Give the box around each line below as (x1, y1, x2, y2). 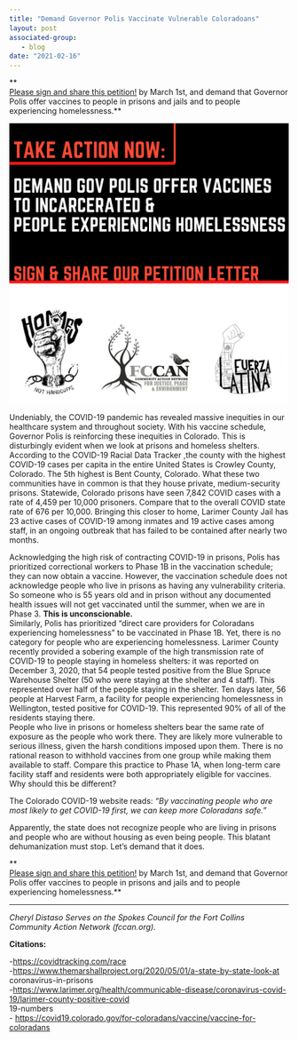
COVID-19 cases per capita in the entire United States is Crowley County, (9, 459, 277, 470)
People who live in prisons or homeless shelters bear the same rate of (9, 722, 264, 733)
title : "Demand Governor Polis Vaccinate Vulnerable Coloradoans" (9, 14, 260, 23)
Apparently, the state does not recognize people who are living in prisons (9, 822, 277, 833)
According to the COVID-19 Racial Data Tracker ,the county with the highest (9, 449, 286, 461)
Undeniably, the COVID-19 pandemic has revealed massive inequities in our (9, 412, 286, 423)
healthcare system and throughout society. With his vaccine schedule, (9, 422, 266, 433)
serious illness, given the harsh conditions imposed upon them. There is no (9, 741, 284, 751)
